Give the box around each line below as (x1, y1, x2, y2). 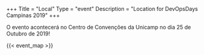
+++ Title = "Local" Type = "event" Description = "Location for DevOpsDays (6, 5, 199, 12)
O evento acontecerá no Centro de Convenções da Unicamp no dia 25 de (6, 24, 191, 31)
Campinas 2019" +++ (6, 12, 60, 19)
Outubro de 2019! (6, 30, 51, 37)
